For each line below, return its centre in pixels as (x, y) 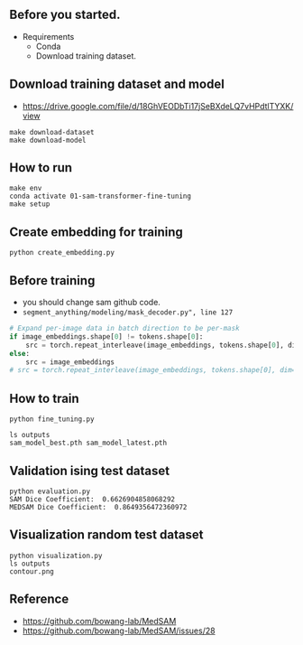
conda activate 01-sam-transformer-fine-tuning (101, 196)
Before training (52, 280)
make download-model (48, 140)
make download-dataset (52, 132)
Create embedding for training (96, 232)
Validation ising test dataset (90, 470)
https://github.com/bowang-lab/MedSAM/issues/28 (119, 631)
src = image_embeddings (70, 362)
